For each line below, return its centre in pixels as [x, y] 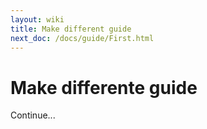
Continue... [33, 115]
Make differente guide [104, 87]
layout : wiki [37, 19]
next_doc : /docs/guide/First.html [82, 38]
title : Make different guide [71, 29]
